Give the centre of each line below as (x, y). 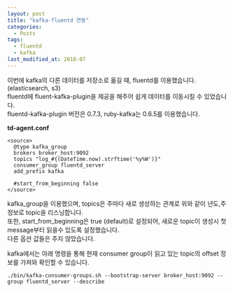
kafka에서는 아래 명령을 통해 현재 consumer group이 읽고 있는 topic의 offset (113, 253)
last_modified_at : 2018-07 (47, 60)
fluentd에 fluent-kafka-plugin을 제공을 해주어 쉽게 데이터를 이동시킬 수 (105, 96)
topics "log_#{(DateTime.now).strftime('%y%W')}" (87, 159)
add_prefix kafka (39, 171)
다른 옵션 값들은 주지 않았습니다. (51, 238)
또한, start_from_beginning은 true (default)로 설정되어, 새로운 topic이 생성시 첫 (117, 221)
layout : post (26, 14)
